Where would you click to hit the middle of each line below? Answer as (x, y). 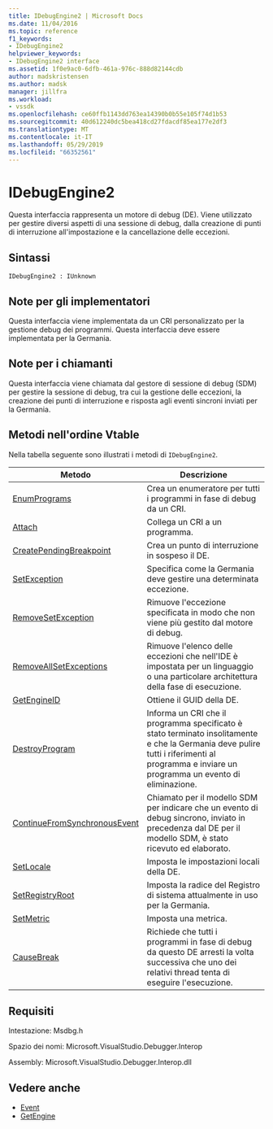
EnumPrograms (42, 499)
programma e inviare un (192, 764)
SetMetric (31, 918)
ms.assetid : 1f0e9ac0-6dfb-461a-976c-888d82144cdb (96, 69)
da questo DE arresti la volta (200, 952)
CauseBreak (36, 957)
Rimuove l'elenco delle (190, 646)
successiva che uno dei (192, 962)
